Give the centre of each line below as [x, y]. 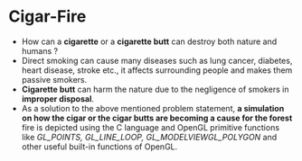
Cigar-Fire [47, 17]
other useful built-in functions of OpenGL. [99, 147]
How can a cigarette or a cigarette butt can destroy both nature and [149, 41]
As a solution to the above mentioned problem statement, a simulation [153, 108]
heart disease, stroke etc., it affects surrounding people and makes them [157, 70]
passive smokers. [54, 79]
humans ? [40, 50]
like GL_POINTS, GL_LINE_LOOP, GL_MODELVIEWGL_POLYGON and [149, 137]
